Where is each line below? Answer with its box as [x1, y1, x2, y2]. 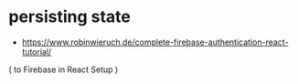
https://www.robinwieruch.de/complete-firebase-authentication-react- [21, 37, 289, 47]
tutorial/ [21, 46, 52, 57]
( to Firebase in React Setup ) [8, 64, 119, 75]
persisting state [8, 6, 132, 27]
